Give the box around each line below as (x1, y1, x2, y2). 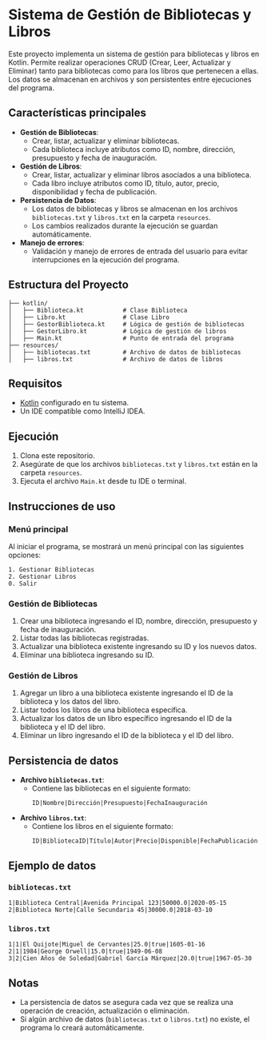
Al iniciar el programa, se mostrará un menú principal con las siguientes (8, 541, 245, 551)
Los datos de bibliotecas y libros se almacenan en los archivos (31, 204, 238, 213)
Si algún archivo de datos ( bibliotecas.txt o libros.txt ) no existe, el (19, 1014, 250, 1024)
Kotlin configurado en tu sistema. (19, 398, 130, 408)
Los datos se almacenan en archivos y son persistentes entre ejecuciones (8, 74, 252, 84)
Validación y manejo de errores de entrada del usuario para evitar (31, 246, 248, 256)
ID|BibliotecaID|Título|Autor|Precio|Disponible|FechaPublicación (31, 837, 258, 845)
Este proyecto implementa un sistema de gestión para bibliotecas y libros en (8, 49, 260, 58)
